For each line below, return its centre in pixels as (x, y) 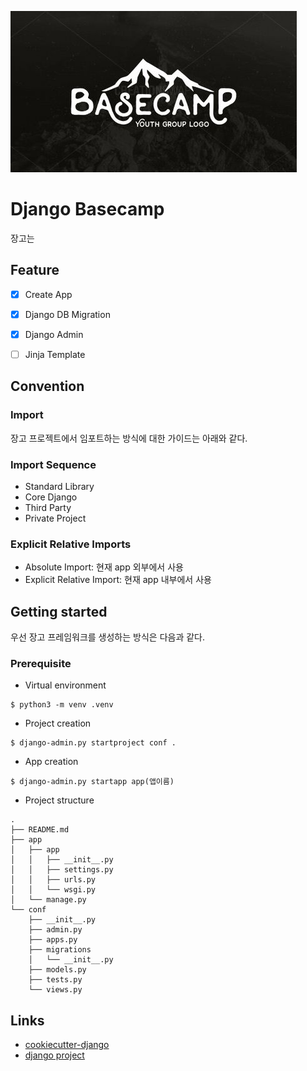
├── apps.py (53, 940)
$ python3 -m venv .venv (62, 705)
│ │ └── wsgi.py (53, 890)
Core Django (51, 497)
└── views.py (55, 990)
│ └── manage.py (48, 900)
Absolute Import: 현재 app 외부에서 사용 (104, 567)
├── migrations (60, 950)
